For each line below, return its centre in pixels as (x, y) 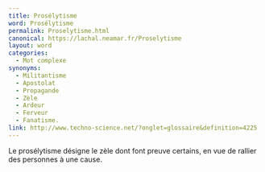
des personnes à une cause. (56, 159)
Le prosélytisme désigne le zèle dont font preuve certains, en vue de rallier (132, 150)
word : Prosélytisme (41, 23)
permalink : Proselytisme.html (59, 31)
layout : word (30, 46)
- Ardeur (30, 105)
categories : (28, 53)
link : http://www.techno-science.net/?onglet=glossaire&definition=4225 (133, 128)
